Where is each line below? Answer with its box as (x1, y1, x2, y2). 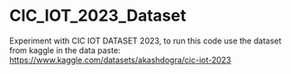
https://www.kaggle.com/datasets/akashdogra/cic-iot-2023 (9, 54, 232, 65)
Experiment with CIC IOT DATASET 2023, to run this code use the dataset (9, 35, 282, 46)
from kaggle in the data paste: (9, 44, 122, 55)
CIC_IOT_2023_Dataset (9, 5, 186, 26)
